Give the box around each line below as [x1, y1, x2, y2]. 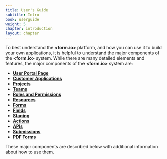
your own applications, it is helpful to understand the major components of [5, 50, 160, 56]
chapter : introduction [5, 26, 53, 31]
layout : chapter [5, 31, 39, 36]
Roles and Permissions [12, 91, 61, 97]
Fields [12, 107, 26, 113]
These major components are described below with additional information [5, 144, 158, 149]
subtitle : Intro [5, 12, 39, 17]
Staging [12, 113, 30, 118]
